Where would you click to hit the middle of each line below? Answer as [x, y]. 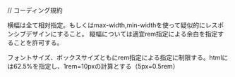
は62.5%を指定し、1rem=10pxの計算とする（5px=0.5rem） [93, 66]
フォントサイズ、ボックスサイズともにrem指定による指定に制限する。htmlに [118, 57]
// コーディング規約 [35, 10]
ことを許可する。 [38, 43]
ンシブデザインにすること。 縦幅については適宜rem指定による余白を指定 [113, 34]
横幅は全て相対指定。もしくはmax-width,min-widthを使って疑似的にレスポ [116, 25]
